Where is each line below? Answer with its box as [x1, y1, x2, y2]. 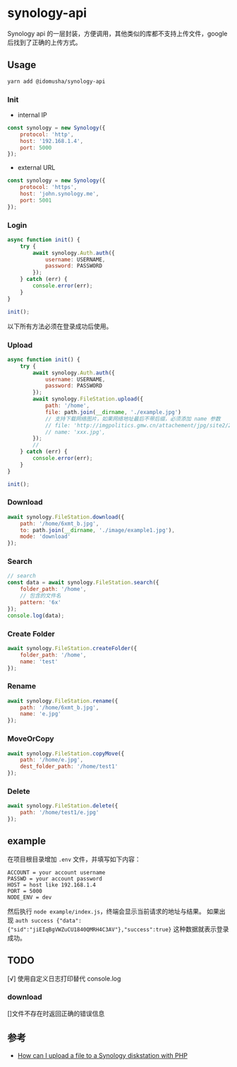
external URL [17, 163, 56, 172]
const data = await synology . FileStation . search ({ [7, 579, 159, 587]
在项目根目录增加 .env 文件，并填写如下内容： [7, 855, 141, 863]
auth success [15, 917, 54, 924]
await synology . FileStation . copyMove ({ [7, 750, 125, 757]
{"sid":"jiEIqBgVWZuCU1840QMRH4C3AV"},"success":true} [7, 925, 172, 933]
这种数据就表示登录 [173, 925, 229, 933]
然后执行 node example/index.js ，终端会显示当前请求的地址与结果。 [7, 907, 206, 916]
